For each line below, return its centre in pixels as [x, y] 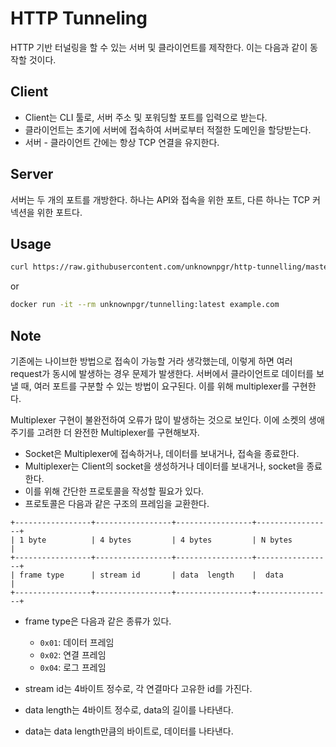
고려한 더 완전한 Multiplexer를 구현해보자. [118, 432]
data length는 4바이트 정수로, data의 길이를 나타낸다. [129, 709]
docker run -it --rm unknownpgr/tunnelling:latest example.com [145, 305]
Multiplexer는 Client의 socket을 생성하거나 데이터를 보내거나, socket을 [164, 466]
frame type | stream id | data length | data [151, 575]
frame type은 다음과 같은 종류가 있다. [98, 621]
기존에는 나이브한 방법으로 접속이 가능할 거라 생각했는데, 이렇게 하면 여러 [151, 361]
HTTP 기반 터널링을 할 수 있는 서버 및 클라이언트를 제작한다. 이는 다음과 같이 [159, 47]
